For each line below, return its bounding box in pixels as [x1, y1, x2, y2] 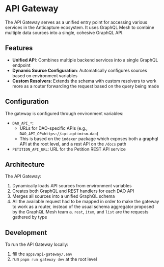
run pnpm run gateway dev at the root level [12, 256, 97, 262]
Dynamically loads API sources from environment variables [12, 183, 132, 189]
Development [5, 228, 48, 237]
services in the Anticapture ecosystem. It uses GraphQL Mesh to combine [5, 24, 155, 30]
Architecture [5, 160, 45, 169]
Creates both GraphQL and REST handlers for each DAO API [12, 188, 134, 194]
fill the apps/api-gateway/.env [12, 251, 73, 257]
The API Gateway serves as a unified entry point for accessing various [5, 19, 147, 25]
